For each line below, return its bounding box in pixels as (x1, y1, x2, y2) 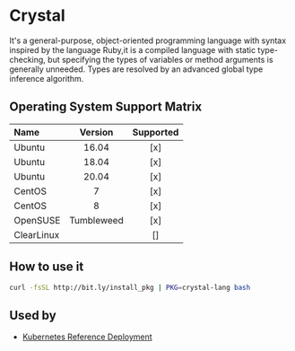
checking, (9, 54, 47, 65)
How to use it (9, 259, 84, 275)
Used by (9, 307, 56, 323)
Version (79, 126, 114, 138)
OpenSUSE (13, 214, 61, 226)
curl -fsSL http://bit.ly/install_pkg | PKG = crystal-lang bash (9, 283, 251, 292)
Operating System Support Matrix (9, 100, 203, 115)
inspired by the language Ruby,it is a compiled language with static (9, 44, 256, 55)
